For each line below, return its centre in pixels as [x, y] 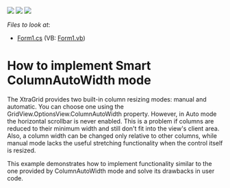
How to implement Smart [79, 66]
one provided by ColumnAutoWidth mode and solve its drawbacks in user [111, 171]
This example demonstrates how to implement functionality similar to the [110, 163]
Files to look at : [29, 25]
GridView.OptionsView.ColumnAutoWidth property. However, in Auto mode [112, 114]
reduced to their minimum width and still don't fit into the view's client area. [113, 128]
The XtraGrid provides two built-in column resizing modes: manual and [107, 99]
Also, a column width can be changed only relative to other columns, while [112, 136]
